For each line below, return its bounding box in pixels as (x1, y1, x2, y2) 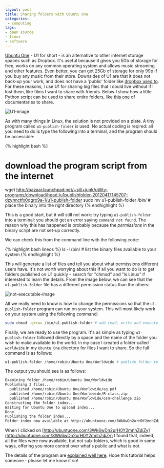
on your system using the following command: (5, 311, 98, 317)
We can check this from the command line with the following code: (5, 236, 140, 242)
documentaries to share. (5, 99, 55, 105)
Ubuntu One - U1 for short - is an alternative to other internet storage (5, 52, 144, 58)
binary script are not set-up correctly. (5, 227, 81, 233)
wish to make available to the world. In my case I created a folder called (5, 340, 149, 345)
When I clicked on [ (5, 427, 44, 433)
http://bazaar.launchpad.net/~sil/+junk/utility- (16, 187, 108, 192)
